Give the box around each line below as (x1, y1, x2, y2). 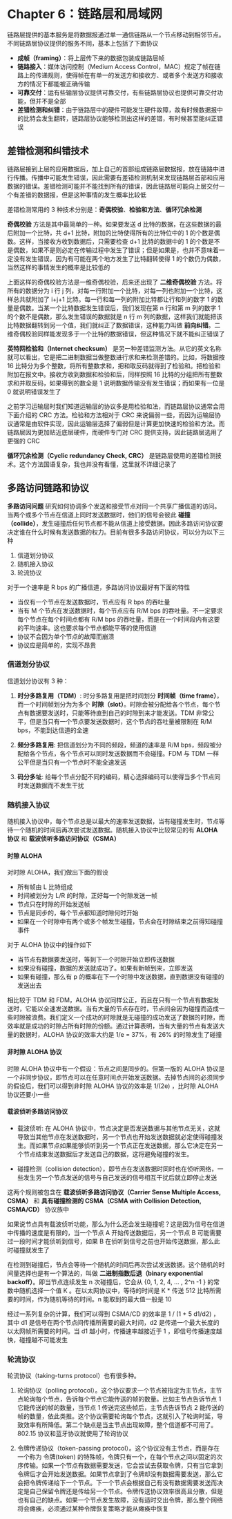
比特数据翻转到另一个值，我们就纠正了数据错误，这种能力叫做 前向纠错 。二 (7, 321, 221, 329)
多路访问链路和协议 (7, 482, 89, 494)
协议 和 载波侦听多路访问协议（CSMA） (7, 834, 120, 843)
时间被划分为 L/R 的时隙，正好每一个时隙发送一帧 (17, 892, 157, 900)
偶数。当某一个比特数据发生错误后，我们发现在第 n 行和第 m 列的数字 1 (19, 303, 221, 312)
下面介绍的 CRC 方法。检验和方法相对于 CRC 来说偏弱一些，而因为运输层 (7, 410, 215, 419)
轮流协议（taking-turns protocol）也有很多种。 (7, 1372, 140, 1380)
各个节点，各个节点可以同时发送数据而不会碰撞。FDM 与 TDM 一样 (29, 749, 220, 757)
